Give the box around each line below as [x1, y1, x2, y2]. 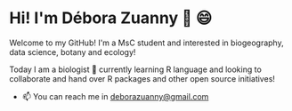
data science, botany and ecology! [9, 46, 136, 57]
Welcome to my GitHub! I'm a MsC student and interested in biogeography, [9, 37, 284, 48]
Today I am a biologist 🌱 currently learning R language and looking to [9, 64, 263, 75]
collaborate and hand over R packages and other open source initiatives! [9, 73, 276, 83]
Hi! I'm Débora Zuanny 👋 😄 [9, 8, 213, 28]
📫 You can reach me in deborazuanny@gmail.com [21, 91, 209, 101]
